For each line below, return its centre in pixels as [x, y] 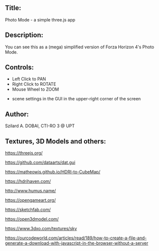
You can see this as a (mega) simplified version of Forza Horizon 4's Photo [79, 47]
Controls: [19, 68]
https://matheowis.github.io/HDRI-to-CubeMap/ [53, 172]
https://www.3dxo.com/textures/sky [41, 229]
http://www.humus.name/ [31, 191]
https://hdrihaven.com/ [28, 181]
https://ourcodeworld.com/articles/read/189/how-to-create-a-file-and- [76, 238]
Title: [13, 8]
